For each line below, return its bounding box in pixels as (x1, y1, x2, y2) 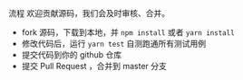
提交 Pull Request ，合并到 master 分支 (21, 61, 167, 71)
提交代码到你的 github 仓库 (21, 49, 122, 60)
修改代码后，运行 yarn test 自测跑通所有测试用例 (21, 39, 207, 49)
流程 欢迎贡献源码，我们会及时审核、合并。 (8, 8, 170, 18)
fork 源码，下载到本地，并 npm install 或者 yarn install (21, 27, 235, 38)
